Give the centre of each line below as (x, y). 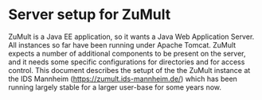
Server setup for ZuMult (90, 15)
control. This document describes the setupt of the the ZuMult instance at (129, 70)
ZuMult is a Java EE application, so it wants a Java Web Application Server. (131, 37)
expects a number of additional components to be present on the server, (127, 53)
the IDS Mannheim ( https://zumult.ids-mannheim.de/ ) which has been (123, 79)
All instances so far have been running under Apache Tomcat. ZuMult (122, 44)
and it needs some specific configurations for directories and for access (127, 62)
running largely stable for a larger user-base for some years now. (115, 87)
